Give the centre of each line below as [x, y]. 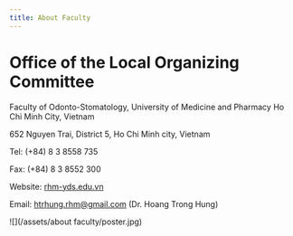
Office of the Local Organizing [124, 62]
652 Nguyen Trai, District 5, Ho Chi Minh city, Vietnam [110, 134]
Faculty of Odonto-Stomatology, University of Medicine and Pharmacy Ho [147, 107]
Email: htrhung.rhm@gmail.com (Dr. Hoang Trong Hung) [114, 203]
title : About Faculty [50, 18]
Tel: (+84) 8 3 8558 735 [54, 151]
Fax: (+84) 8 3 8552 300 [55, 169]
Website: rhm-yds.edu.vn [57, 186]
